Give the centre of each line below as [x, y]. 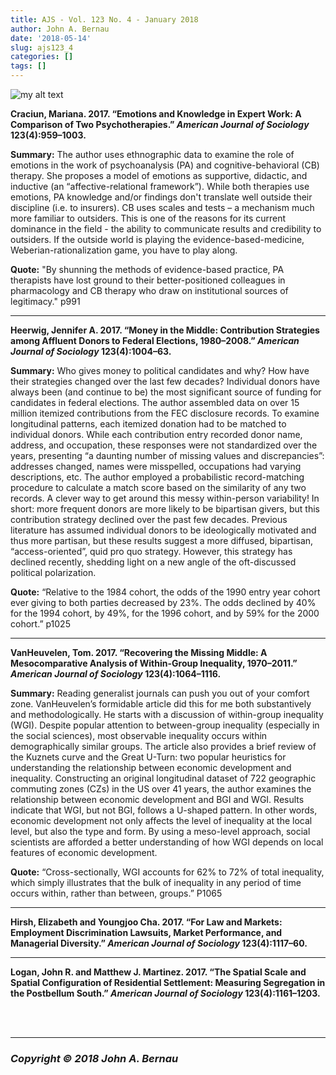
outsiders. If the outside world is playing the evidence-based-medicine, [157, 239]
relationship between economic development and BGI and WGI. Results [157, 799]
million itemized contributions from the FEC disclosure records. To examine [165, 413]
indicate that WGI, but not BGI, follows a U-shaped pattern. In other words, [164, 810]
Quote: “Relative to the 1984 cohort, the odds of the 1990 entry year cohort [165, 592]
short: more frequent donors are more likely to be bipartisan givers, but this [165, 509]
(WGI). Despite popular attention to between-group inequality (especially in [165, 725]
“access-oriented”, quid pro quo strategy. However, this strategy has [151, 551]
